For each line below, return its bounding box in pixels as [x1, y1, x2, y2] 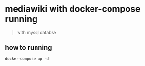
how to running [5, 43, 52, 52]
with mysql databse [17, 29, 56, 35]
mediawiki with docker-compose [5, 3, 141, 14]
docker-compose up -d [5, 56, 49, 61]
